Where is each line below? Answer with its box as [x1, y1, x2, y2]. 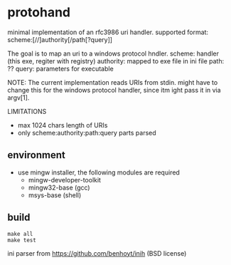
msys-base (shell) [28, 190, 82, 199]
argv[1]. [7, 93, 30, 102]
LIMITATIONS [7, 107, 47, 115]
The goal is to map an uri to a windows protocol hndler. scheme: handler [7, 49, 219, 58]
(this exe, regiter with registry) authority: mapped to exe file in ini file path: [7, 56, 225, 65]
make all [7, 230, 33, 237]
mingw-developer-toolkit [28, 175, 102, 184]
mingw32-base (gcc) [28, 183, 90, 192]
